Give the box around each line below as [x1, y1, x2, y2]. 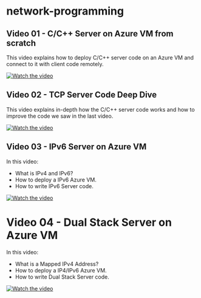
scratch [6, 38, 36, 48]
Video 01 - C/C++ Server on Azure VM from [6, 29, 174, 39]
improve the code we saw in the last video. [6, 112, 114, 120]
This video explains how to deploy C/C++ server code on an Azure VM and [6, 54, 194, 61]
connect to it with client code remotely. [6, 61, 104, 67]
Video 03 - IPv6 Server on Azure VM [6, 141, 147, 152]
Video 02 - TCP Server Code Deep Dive [6, 90, 157, 100]
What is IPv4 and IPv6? [15, 169, 73, 177]
